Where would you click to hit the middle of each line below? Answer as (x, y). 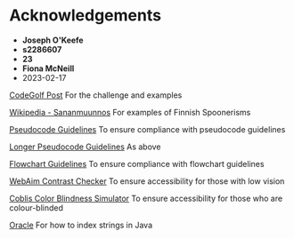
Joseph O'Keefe (53, 40)
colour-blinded (37, 207)
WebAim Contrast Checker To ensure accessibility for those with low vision (147, 181)
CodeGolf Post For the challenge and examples (96, 95)
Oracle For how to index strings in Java (81, 225)
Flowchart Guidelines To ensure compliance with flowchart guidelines (137, 163)
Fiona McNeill (48, 68)
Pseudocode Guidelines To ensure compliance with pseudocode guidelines (147, 129)
